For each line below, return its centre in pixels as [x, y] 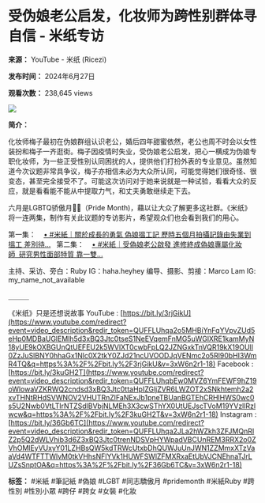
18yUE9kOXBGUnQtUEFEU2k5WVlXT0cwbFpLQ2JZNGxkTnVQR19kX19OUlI [131, 347]
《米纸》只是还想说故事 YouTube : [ [66, 312]
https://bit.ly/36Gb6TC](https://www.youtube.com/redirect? [108, 422]
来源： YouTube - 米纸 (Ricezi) [58, 59]
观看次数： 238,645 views [50, 93]
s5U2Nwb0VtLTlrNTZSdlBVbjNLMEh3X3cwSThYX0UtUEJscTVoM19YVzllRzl [132, 406]
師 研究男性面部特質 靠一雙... [56, 254]
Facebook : [235, 364]
